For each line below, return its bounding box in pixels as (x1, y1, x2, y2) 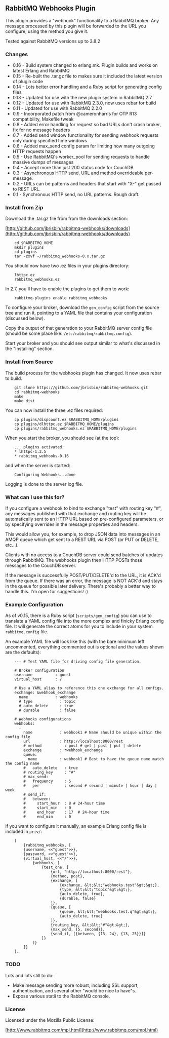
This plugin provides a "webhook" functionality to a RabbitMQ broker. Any (5, 17, 159, 23)
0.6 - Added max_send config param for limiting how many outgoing (12, 143, 155, 149)
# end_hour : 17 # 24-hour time (23, 810, 110, 815)
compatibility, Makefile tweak (12, 116, 74, 122)
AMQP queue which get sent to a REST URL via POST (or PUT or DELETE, (5, 536, 159, 543)
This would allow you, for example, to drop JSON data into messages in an (5, 531, 160, 537)
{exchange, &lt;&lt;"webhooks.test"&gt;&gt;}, (59, 882, 159, 888)
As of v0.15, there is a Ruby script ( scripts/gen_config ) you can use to (5, 612, 152, 619)
